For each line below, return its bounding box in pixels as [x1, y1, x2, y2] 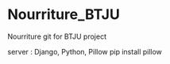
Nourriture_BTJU [7, 6, 120, 24]
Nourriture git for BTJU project [7, 32, 106, 41]
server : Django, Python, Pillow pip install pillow [7, 47, 162, 56]
